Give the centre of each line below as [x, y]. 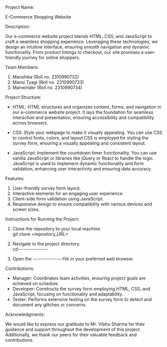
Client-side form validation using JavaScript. [58, 199]
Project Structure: [23, 97]
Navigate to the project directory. [46, 244]
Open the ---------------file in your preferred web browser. [73, 259]
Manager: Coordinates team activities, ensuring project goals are [79, 278]
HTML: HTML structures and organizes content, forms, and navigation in [87, 107]
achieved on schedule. [36, 283]
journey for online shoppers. [51, 57]
